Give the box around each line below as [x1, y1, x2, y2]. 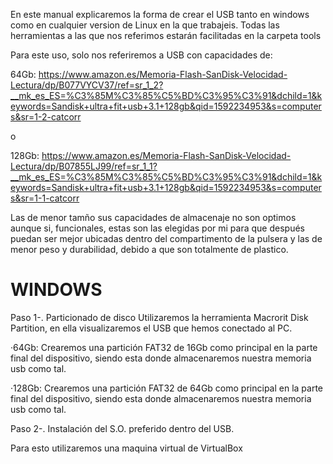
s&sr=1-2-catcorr [10, 111, 82, 123]
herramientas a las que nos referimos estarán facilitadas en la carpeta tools [10, 30, 322, 41]
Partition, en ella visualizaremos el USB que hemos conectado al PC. [10, 322, 293, 334]
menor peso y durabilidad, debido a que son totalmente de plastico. [10, 244, 289, 255]
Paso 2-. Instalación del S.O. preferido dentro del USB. [10, 422, 235, 434]
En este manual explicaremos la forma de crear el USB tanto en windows [10, 9, 310, 20]
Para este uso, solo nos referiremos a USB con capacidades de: [10, 49, 273, 61]
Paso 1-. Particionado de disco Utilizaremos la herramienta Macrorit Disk [10, 311, 309, 323]
